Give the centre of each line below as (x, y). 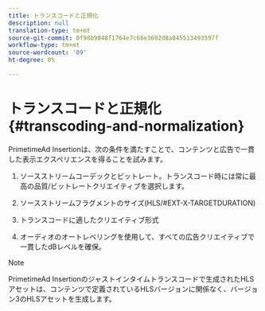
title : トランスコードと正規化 (53, 16)
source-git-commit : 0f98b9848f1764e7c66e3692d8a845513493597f (113, 38)
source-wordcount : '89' (48, 52)
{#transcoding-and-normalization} (127, 126)
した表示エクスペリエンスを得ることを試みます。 (88, 159)
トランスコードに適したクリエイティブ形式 (89, 220)
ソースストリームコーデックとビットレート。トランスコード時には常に (134, 176)
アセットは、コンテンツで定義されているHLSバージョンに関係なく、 (119, 289)
